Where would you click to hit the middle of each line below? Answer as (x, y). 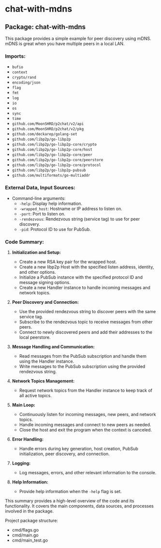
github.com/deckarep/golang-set (44, 134)
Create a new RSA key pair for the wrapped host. (68, 262)
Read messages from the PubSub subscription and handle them (83, 356)
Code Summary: (25, 242)
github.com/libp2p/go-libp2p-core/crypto (54, 145)
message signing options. (45, 282)
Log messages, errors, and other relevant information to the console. (88, 472)
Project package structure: (31, 520)
